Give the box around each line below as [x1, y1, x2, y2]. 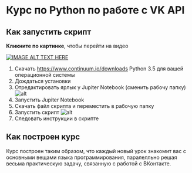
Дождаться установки [14, 77, 71, 84]
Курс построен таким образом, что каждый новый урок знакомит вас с [6, 147, 187, 154]
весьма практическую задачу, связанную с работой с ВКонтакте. [6, 160, 171, 167]
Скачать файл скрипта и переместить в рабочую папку [14, 103, 154, 109]
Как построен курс [6, 132, 80, 142]
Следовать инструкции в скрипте [14, 115, 99, 122]
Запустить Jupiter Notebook [14, 96, 85, 103]
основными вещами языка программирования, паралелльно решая [6, 154, 177, 161]
